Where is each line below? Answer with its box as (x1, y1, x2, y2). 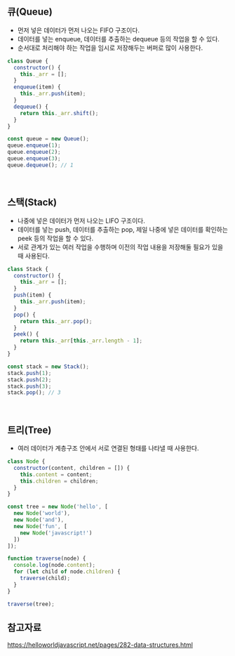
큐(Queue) (7, 6, 53, 18)
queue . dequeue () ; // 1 (7, 162, 74, 169)
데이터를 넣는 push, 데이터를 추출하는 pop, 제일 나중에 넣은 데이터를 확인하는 (17, 225, 228, 233)
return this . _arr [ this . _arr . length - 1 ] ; (20, 337, 142, 345)
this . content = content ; (20, 471, 93, 478)
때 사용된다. (17, 251, 51, 260)
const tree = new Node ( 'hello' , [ (7, 504, 109, 511)
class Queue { (7, 58, 49, 65)
